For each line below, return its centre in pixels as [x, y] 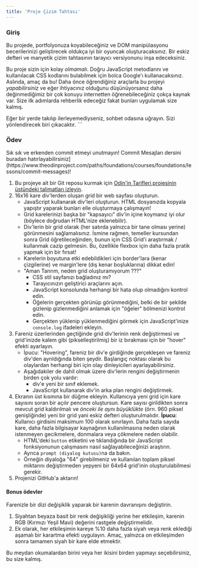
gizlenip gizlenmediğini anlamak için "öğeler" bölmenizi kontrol [109, 309]
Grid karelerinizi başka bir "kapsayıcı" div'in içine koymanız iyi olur [104, 215]
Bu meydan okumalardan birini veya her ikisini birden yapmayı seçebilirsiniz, [99, 553]
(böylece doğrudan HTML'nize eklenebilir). [75, 221]
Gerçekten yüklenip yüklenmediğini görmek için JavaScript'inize [111, 321]
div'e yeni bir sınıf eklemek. [66, 384]
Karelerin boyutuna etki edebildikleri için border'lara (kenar [95, 258]
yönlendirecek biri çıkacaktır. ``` [44, 124]
